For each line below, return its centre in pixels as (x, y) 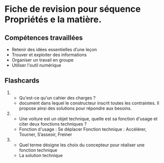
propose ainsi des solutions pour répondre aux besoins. (75, 108)
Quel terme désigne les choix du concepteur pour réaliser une (82, 145)
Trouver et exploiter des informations (49, 55)
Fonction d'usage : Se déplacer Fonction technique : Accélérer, (83, 129)
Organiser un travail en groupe (43, 60)
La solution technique (41, 155)
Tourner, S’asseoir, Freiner (45, 134)
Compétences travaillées (44, 38)
